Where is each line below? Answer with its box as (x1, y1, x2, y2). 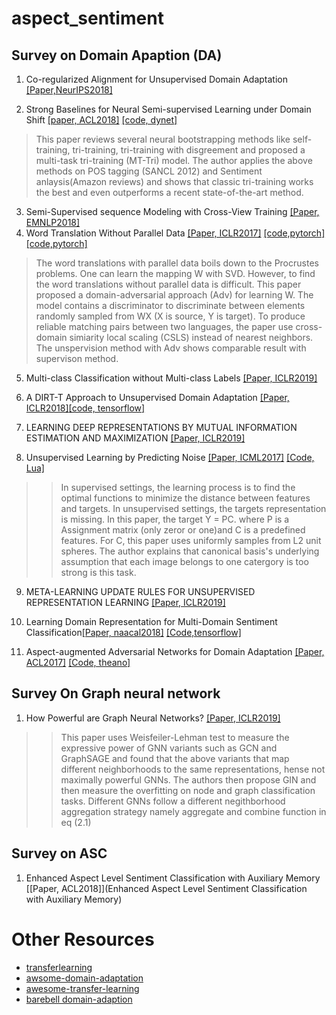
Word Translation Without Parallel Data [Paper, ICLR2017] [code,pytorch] (25, 227, 326, 239)
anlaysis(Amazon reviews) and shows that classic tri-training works (35, 176, 314, 187)
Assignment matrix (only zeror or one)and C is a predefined (60, 524, 306, 536)
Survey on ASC (11, 845, 108, 862)
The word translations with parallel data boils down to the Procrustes (35, 257, 319, 269)
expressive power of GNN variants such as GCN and (60, 742, 278, 754)
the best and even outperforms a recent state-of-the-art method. (35, 187, 304, 198)
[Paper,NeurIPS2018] (25, 84, 113, 96)
